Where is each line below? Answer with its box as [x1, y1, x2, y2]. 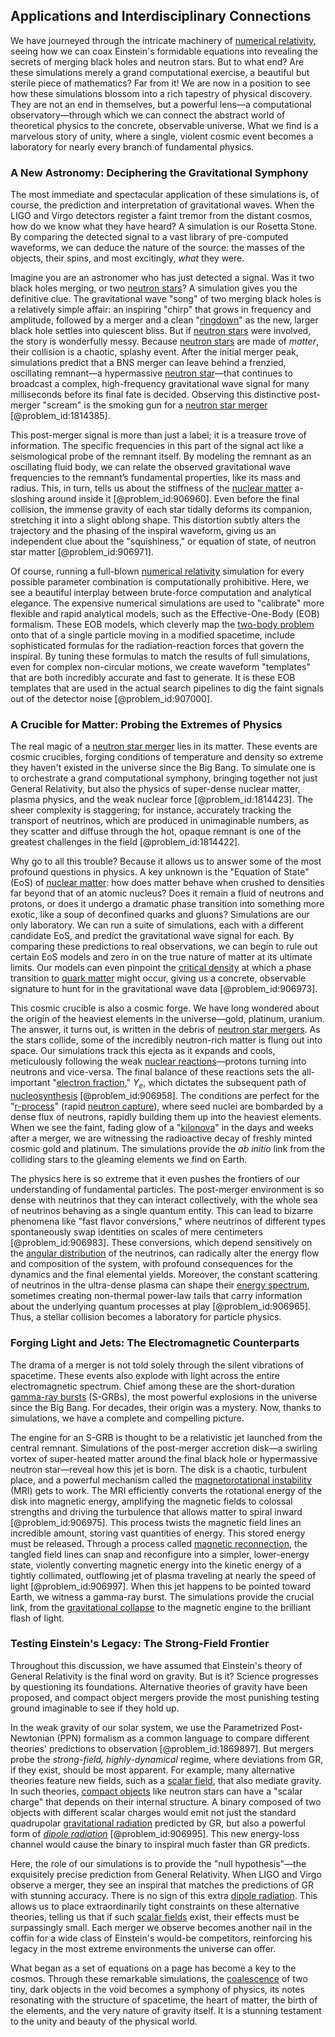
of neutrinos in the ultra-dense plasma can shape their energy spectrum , [10, 1279, 310, 1291]
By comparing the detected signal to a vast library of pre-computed [10, 231, 289, 243]
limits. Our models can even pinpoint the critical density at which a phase [10, 962, 312, 974]
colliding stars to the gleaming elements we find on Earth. [10, 1154, 248, 1166]
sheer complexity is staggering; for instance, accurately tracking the [10, 804, 292, 816]
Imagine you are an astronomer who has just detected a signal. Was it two [10, 272, 315, 284]
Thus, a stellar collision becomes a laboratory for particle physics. [10, 1311, 282, 1323]
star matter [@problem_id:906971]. [10, 546, 154, 558]
